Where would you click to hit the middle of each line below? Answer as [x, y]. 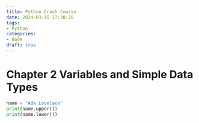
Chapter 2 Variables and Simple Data [100, 75]
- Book [14, 39]
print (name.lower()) [32, 114]
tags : [13, 23]
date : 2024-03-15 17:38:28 [40, 17]
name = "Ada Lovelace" [35, 103]
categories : [21, 34]
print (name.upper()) [32, 109]
